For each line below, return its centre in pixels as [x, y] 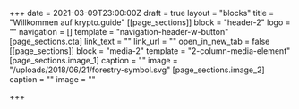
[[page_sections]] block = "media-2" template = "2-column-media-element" [150, 51]
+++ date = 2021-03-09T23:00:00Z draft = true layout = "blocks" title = [142, 13]
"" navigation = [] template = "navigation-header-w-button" [119, 32]
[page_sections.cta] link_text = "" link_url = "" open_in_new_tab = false [140, 41]
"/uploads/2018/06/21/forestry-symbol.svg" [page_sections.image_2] [137, 70]
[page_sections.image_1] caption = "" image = [94, 60]
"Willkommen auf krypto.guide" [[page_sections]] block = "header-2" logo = [150, 22]
